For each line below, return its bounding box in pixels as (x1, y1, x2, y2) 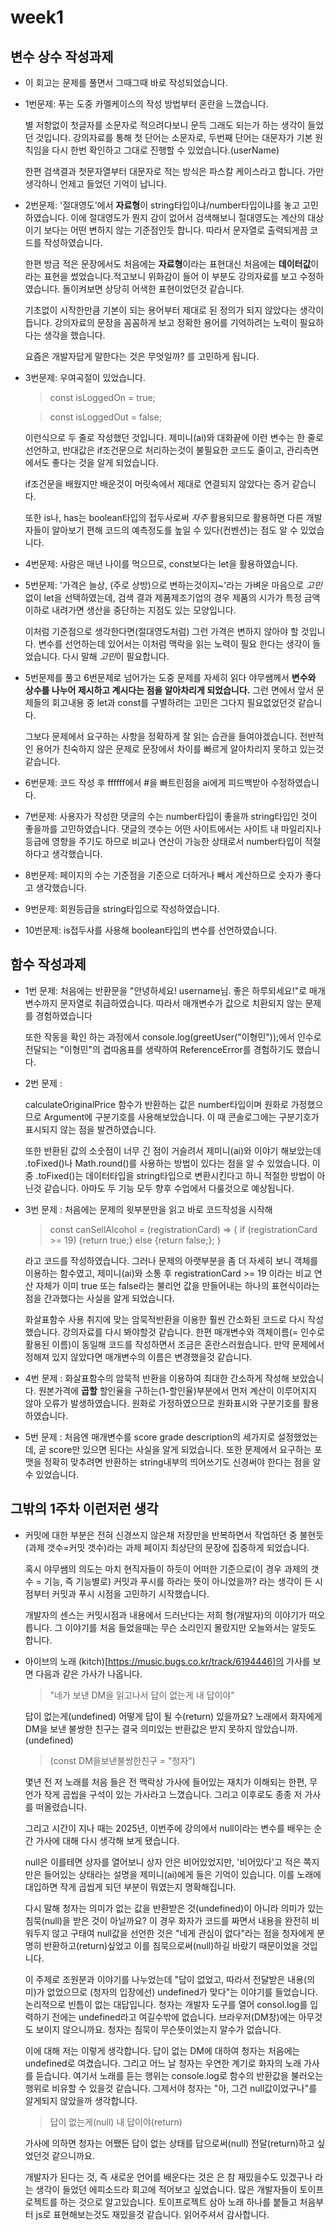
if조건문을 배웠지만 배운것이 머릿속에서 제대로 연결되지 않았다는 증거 (24, 478, 290, 490)
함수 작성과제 (10, 956, 87, 973)
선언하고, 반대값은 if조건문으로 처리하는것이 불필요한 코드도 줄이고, (24, 444, 285, 456)
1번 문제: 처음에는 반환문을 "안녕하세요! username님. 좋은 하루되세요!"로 (24, 984, 308, 996)
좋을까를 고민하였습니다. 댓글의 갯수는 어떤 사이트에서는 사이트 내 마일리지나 (24, 823, 322, 835)
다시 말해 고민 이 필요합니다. (62, 651, 170, 662)
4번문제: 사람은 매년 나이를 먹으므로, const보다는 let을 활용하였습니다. (24, 558, 299, 570)
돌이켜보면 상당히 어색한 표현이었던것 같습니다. (62, 283, 245, 295)
